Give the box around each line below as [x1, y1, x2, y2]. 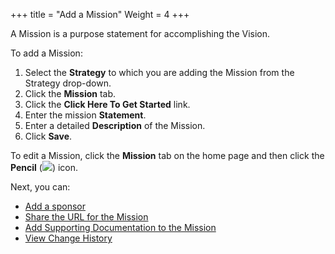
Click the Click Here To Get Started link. [24, 99, 191, 110]
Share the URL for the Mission [24, 211, 149, 223]
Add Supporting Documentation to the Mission [24, 222, 217, 233]
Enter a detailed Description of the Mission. [24, 120, 206, 131]
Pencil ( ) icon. [10, 162, 79, 173]
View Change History [24, 232, 113, 244]
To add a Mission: [10, 47, 83, 59]
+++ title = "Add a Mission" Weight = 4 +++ [10, 9, 190, 20]
